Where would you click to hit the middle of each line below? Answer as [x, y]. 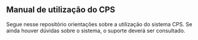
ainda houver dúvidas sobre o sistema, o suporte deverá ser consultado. [96, 30]
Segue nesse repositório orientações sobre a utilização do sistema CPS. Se [99, 24]
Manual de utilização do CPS [61, 10]
